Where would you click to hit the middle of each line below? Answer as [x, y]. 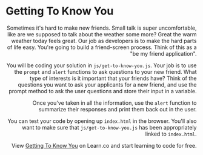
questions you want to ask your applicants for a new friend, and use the [107, 84]
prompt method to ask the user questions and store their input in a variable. [102, 91]
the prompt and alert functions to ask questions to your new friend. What [105, 71]
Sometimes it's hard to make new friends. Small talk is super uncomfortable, [101, 28]
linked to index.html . [171, 134]
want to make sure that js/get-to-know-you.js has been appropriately [109, 127]
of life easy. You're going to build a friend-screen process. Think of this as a [102, 47]
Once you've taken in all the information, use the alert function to [115, 103]
